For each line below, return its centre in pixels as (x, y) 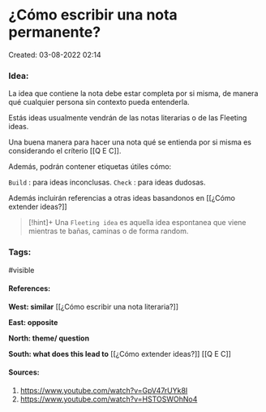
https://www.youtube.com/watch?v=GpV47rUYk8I (104, 390)
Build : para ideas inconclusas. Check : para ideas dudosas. (107, 182)
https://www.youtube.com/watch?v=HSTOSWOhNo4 (109, 399)
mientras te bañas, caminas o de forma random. (108, 231)
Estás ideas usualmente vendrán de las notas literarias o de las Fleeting (128, 118)
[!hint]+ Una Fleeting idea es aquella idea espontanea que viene (137, 223)
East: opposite (33, 322)
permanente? (55, 32)
